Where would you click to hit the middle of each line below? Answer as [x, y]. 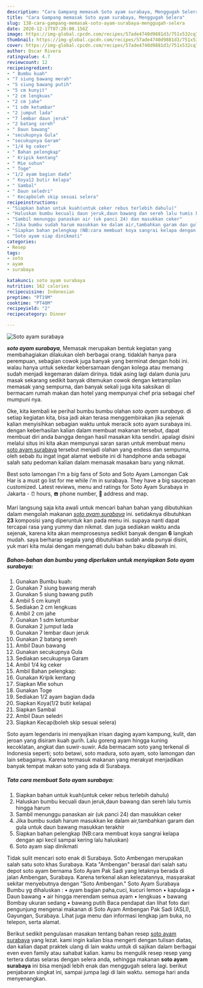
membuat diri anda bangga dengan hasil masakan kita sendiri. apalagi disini [101, 437]
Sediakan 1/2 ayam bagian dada [55, 696]
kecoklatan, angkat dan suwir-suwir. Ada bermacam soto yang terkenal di [98, 747]
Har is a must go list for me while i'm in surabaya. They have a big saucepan [101, 480]
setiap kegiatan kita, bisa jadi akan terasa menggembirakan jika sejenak [95, 417]
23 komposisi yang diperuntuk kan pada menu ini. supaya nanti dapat [93, 520]
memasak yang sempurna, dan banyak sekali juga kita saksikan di [89, 387]
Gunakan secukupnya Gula [49, 652]
